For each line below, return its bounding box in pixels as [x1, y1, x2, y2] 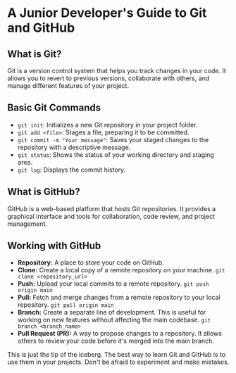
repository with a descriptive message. [17, 143, 131, 151]
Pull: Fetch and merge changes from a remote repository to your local [17, 293, 221, 302]
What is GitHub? [7, 186, 81, 198]
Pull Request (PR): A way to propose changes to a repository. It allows [17, 329, 222, 338]
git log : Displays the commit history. [17, 165, 126, 174]
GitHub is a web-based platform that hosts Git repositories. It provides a [7, 204, 216, 213]
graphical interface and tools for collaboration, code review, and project [7, 212, 216, 220]
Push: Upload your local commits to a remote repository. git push [17, 279, 209, 288]
